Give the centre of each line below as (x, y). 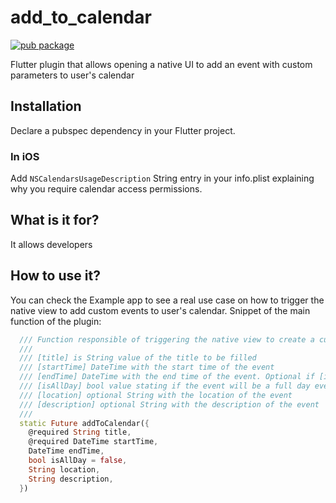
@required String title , (80, 432)
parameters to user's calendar (72, 75)
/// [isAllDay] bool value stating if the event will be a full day (165, 386)
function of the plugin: (56, 321)
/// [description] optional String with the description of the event (169, 404)
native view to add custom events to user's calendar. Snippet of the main (160, 310)
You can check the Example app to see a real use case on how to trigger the (167, 300)
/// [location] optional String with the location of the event (156, 395)
